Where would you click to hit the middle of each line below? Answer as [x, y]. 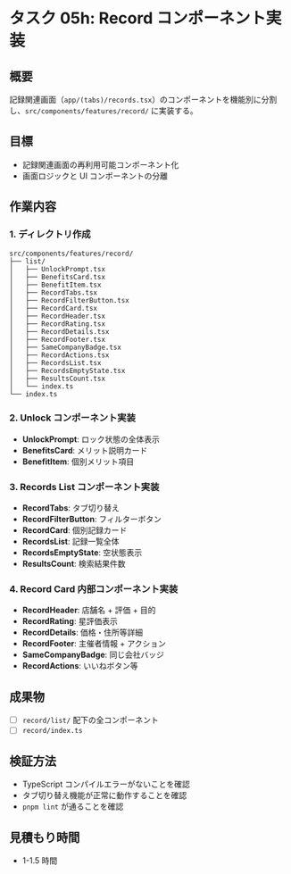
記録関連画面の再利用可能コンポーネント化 [100, 164]
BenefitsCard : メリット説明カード [85, 450]
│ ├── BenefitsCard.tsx [57, 277]
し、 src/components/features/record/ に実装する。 [104, 111]
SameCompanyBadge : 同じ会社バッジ [93, 655]
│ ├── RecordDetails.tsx [59, 331]
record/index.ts [52, 731]
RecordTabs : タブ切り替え [71, 508]
